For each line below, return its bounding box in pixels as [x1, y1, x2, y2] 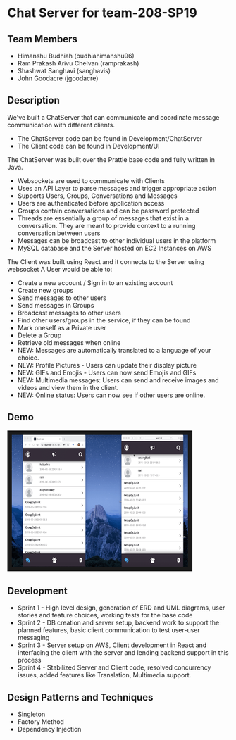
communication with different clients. [7, 120, 115, 129]
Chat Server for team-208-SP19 [7, 5, 197, 21]
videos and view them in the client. [17, 383, 119, 391]
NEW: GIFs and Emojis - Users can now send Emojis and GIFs [17, 368, 197, 377]
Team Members [7, 33, 77, 45]
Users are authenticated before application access [17, 199, 165, 207]
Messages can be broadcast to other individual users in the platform [17, 236, 216, 244]
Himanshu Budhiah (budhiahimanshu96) [17, 51, 135, 60]
